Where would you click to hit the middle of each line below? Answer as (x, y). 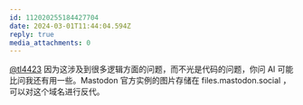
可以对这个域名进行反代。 (57, 92)
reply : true (32, 34)
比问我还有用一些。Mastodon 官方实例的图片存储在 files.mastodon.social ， (150, 81)
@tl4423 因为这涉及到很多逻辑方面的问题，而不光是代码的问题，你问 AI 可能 (151, 69)
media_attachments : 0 (50, 43)
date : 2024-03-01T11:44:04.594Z (70, 26)
